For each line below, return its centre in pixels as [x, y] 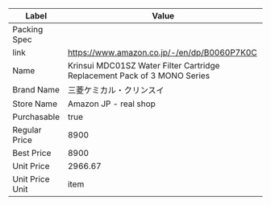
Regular [27, 130]
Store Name [35, 104]
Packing [28, 29]
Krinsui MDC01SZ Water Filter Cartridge [144, 66]
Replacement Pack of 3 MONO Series [139, 76]
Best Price [32, 153]
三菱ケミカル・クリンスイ [116, 90]
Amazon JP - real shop [111, 104]
